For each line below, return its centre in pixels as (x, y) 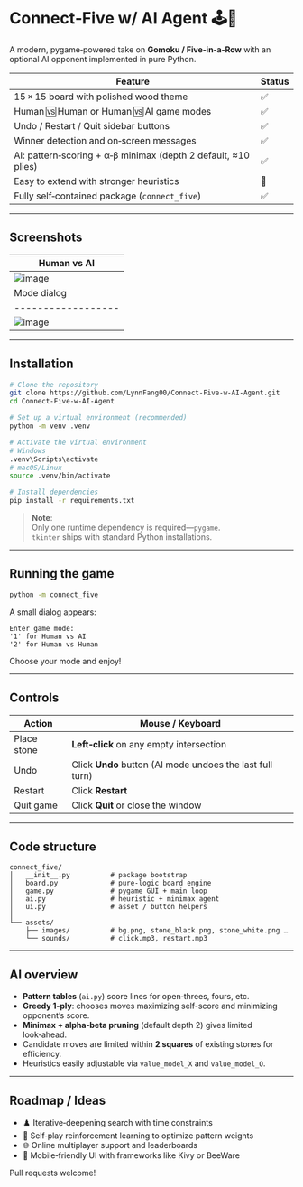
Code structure (53, 846)
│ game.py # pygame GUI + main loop (108, 891)
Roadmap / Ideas (58, 1100)
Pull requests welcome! (53, 1173)
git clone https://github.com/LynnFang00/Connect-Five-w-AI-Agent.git (145, 393)
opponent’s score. (56, 1015)
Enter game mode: (42, 628)
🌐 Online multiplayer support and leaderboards (110, 1145)
